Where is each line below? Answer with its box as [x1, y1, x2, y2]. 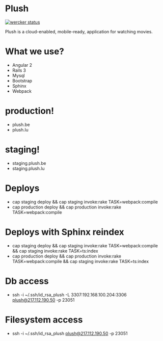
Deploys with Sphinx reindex [5, 226, 124, 237]
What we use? [5, 46, 64, 57]
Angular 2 [12, 62, 32, 68]
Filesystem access [5, 314, 83, 325]
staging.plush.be [12, 160, 47, 166]
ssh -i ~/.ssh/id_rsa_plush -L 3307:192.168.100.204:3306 [12, 291, 127, 297]
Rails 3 [12, 67, 26, 73]
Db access [5, 275, 49, 287]
